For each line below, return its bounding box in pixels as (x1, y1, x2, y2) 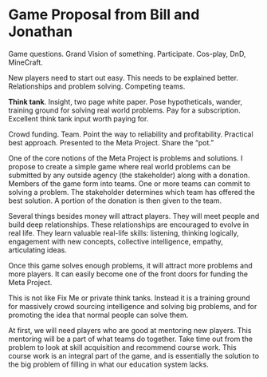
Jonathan (8, 22, 73, 41)
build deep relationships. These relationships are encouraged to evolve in (8, 220, 249, 229)
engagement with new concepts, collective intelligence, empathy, (8, 236, 223, 246)
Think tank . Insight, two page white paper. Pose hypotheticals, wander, (8, 97, 243, 106)
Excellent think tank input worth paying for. (8, 113, 149, 123)
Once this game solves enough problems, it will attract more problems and (8, 260, 253, 270)
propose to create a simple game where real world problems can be (8, 161, 231, 171)
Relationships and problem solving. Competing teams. (8, 81, 186, 91)
